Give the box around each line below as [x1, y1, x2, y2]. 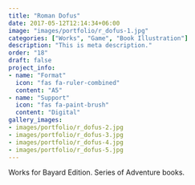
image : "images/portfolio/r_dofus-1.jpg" [8, 26, 149, 34]
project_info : [8, 64, 56, 72]
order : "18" [8, 49, 48, 57]
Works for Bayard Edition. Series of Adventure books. [8, 167, 185, 177]
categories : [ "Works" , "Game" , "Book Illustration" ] [8, 34, 189, 42]
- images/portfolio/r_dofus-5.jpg [8, 146, 124, 154]
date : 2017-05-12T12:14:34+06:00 [8, 19, 120, 27]
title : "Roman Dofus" [8, 11, 81, 20]
